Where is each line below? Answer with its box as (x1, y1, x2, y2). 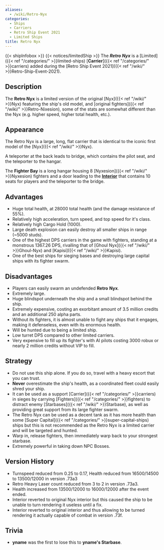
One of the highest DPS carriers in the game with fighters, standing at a (12, 237, 157, 243)
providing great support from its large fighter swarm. (12, 406, 119, 412)
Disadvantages (5, 272, 53, 281)
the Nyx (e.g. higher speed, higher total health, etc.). (5, 111, 111, 117)
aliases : (5, 7, 23, 12)
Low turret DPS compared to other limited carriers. (12, 332, 115, 338)
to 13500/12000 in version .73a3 (12, 475, 78, 482)
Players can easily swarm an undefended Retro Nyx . (12, 286, 119, 291)
